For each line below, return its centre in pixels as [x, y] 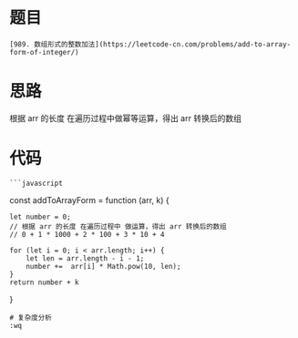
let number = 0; [40, 217]
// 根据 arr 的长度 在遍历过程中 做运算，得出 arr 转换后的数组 [118, 226]
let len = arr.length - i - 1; [85, 258]
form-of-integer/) [44, 52]
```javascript [36, 183]
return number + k [44, 282]
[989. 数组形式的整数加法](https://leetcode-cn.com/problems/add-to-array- [150, 44]
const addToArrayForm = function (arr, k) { [90, 200]
